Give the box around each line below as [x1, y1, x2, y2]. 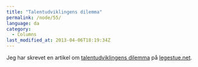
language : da [6, 20, 40, 26]
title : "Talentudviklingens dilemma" [6, 9, 103, 15]
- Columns [12, 32, 37, 38]
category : [6, 26, 32, 32]
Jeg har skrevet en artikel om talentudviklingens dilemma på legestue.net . [6, 54, 193, 61]
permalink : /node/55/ [6, 15, 62, 21]
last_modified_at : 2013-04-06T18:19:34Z [6, 37, 111, 43]
